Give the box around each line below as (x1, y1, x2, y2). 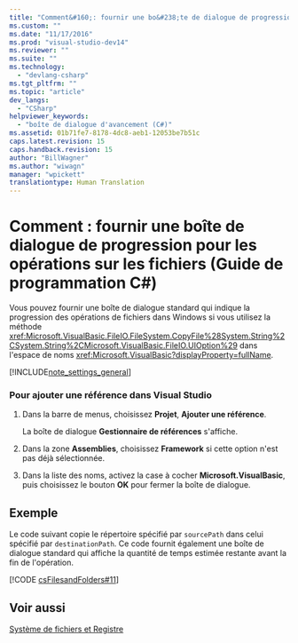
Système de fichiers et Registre (9, 623, 124, 634)
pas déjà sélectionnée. (21, 453, 105, 464)
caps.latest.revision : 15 (9, 137, 105, 146)
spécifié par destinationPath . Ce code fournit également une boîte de (9, 538, 264, 549)
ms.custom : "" (9, 21, 62, 30)
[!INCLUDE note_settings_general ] (9, 367, 131, 377)
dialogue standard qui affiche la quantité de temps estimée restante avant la (9, 548, 286, 559)
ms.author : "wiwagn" (9, 162, 86, 171)
